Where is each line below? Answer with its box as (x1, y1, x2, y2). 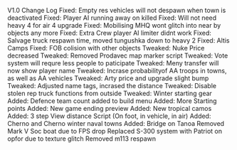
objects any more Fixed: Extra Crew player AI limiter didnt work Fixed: (7, 28, 212, 37)
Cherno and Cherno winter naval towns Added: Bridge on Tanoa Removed (7, 119, 225, 127)
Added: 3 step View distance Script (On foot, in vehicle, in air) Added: (7, 112, 211, 120)
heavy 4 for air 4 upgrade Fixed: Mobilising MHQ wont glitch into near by (7, 21, 221, 29)
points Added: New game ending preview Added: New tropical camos (7, 105, 212, 112)
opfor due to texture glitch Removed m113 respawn (7, 134, 157, 143)
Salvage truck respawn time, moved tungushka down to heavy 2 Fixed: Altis (7, 36, 230, 45)
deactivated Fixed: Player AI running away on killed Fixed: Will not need (7, 14, 217, 22)
